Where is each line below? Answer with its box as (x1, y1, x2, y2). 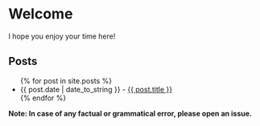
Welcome (8, 5, 73, 23)
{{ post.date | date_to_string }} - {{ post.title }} (19, 84, 173, 94)
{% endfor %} (19, 93, 67, 103)
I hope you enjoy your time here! (8, 31, 116, 41)
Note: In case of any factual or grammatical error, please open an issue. (8, 108, 252, 118)
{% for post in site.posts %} (19, 75, 113, 85)
